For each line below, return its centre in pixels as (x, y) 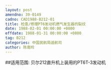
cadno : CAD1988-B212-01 (30, 19)
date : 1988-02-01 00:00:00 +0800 (40, 29)
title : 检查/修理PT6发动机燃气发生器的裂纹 (45, 24)
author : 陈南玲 (20, 47)
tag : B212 (15, 38)
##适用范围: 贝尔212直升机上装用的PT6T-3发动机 (55, 62)
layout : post (19, 10)
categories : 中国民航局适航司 (34, 43)
